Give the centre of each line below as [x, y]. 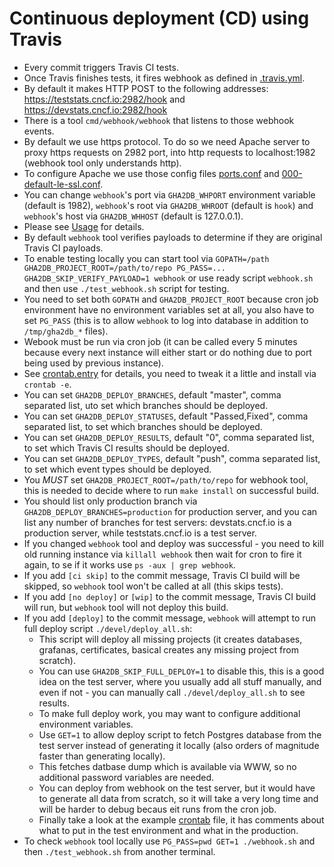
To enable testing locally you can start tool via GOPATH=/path [146, 258]
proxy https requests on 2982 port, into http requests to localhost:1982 [169, 152]
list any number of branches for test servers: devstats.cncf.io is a [157, 522]
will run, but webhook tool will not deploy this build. [126, 607]
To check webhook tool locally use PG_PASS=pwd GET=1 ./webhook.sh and [169, 841]
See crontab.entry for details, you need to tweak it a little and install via [170, 373]
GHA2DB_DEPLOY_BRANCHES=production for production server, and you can [170, 511]
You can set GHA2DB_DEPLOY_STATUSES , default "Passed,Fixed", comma [166, 416]
